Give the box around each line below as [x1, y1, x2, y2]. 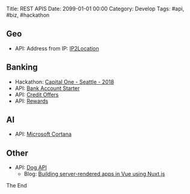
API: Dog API [14, 164, 47, 171]
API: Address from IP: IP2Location [14, 44, 99, 52]
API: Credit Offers [14, 91, 59, 98]
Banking [6, 62, 38, 73]
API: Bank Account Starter [14, 84, 80, 92]
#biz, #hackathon [6, 11, 50, 19]
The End [6, 182, 27, 189]
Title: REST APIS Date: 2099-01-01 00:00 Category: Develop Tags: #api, [6, 5, 185, 12]
